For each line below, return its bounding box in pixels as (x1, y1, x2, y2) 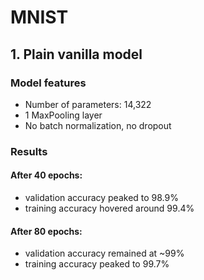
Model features (10, 76, 87, 90)
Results (10, 144, 48, 158)
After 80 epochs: (10, 225, 83, 237)
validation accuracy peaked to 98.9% (24, 192, 179, 203)
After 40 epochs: (10, 169, 83, 181)
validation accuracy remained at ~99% (24, 247, 185, 260)
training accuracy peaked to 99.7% (24, 258, 170, 270)
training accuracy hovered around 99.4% (24, 202, 195, 214)
